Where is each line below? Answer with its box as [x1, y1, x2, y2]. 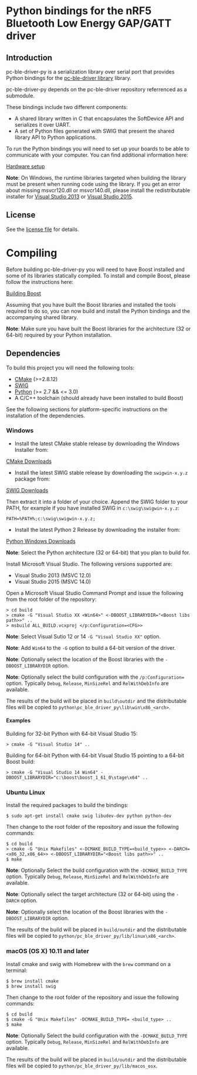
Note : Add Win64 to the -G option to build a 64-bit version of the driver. [6, 644, 176, 651]
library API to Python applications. [14, 134, 97, 141]
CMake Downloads [6, 458, 52, 465]
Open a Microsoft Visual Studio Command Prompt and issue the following [6, 589, 184, 596]
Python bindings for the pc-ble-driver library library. [6, 75, 132, 81]
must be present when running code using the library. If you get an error [6, 181, 181, 187]
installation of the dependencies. [6, 412, 85, 419]
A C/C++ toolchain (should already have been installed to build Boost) [14, 394, 184, 401]
